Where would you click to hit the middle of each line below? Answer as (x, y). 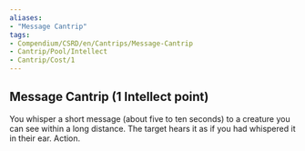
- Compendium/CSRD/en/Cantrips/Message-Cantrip (102, 43)
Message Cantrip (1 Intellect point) (109, 97)
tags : (20, 35)
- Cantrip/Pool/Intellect (58, 52)
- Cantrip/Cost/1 (42, 60)
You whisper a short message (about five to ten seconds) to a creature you (150, 118)
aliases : (26, 18)
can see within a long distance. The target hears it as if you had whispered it (152, 128)
